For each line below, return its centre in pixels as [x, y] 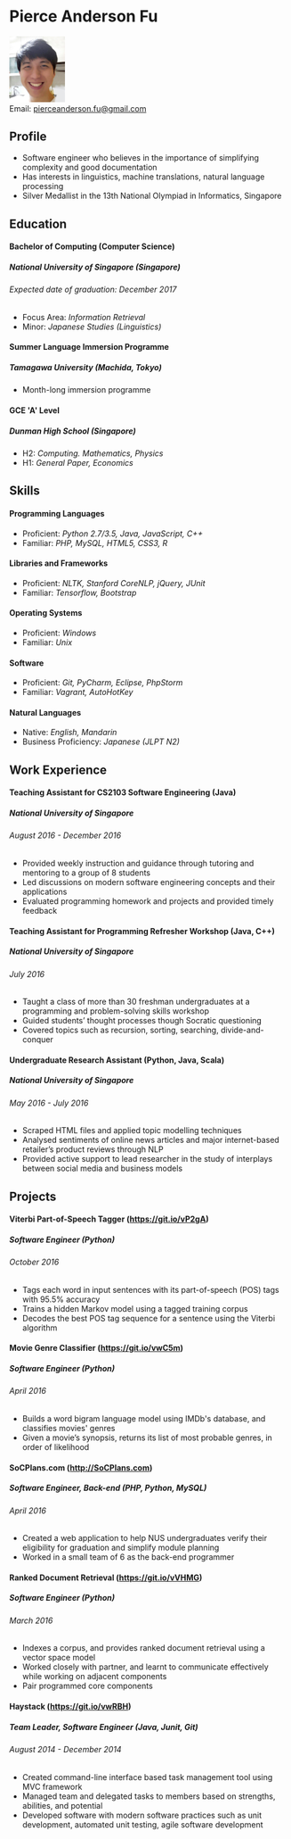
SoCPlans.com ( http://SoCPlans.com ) [81, 1467]
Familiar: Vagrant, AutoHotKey [77, 692]
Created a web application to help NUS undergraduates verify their [145, 1538]
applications [44, 891]
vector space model [59, 1658]
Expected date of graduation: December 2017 [93, 290]
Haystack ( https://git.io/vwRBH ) [70, 1706]
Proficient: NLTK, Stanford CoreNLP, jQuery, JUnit [114, 583]
